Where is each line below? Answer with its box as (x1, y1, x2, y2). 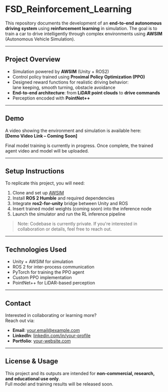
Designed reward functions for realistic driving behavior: (12, 79, 129, 85)
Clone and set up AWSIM (12, 190, 64, 196)
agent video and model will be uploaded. (5, 147, 89, 153)
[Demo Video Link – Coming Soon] (5, 132, 77, 138)
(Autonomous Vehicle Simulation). (5, 36, 75, 42)
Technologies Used (5, 245, 66, 253)
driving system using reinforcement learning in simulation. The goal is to (5, 25, 157, 31)
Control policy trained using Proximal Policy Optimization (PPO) (12, 73, 145, 79)
